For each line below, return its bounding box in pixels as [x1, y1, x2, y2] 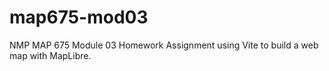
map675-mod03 [9, 6, 149, 29]
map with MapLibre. [9, 49, 92, 61]
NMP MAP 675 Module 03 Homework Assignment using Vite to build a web [9, 39, 319, 51]
